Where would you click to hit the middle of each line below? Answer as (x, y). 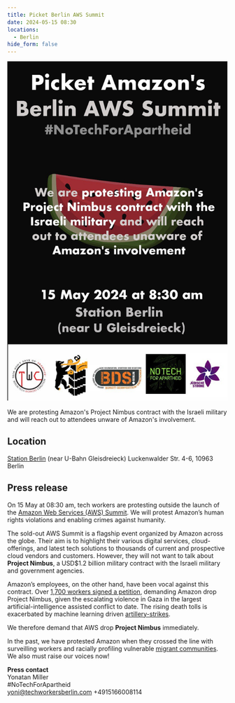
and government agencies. (46, 571)
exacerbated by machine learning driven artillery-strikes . (89, 614)
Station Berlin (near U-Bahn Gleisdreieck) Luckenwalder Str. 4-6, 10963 (110, 458)
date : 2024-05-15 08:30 (42, 22)
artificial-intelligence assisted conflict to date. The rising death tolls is (107, 606)
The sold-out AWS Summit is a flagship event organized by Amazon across (115, 533)
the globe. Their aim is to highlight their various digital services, (99, 540)
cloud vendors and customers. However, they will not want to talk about (111, 555)
